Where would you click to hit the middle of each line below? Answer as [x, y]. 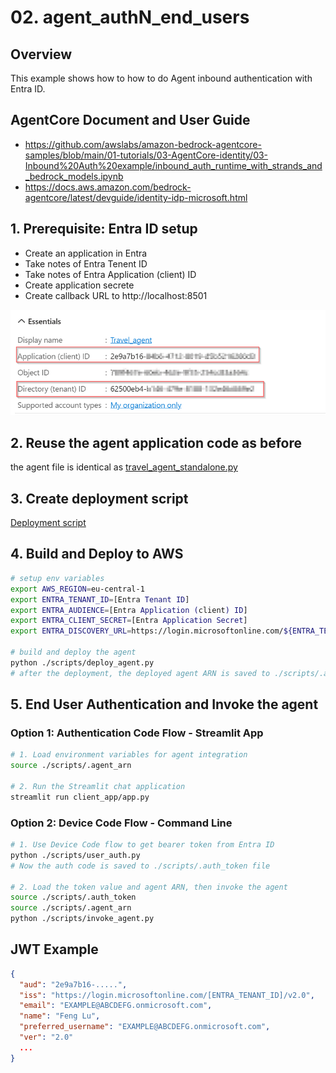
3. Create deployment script [99, 498]
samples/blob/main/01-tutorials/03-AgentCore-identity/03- [146, 155]
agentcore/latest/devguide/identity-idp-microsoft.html [136, 197]
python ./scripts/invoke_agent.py [82, 919]
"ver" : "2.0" [46, 1037]
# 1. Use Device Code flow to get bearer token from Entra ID [142, 845]
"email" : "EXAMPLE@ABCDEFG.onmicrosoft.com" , [116, 1006]
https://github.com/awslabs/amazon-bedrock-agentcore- [143, 144]
